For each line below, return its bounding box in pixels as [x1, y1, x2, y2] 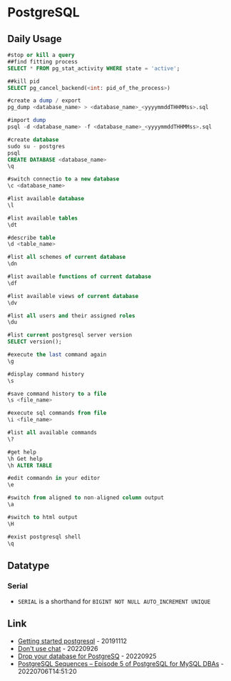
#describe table [7, 234, 56, 241]
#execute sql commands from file [7, 409, 107, 417]
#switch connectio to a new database [7, 175, 120, 183]
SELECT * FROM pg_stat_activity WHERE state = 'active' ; [7, 65, 180, 72]
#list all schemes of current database [7, 254, 126, 261]
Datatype [7, 559, 50, 571]
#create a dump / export [7, 97, 81, 104]
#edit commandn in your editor [7, 475, 101, 482]
